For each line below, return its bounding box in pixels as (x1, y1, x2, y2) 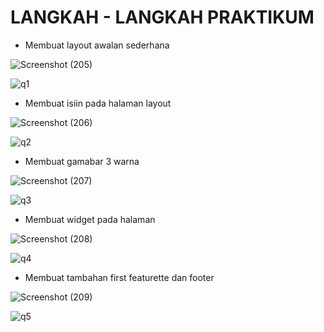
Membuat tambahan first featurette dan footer (24, 271, 215, 283)
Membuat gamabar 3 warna (24, 155, 140, 167)
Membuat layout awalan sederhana (24, 39, 170, 51)
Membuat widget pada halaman (24, 213, 156, 225)
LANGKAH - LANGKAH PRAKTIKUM (10, 6, 315, 29)
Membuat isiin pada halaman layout (24, 97, 172, 109)
